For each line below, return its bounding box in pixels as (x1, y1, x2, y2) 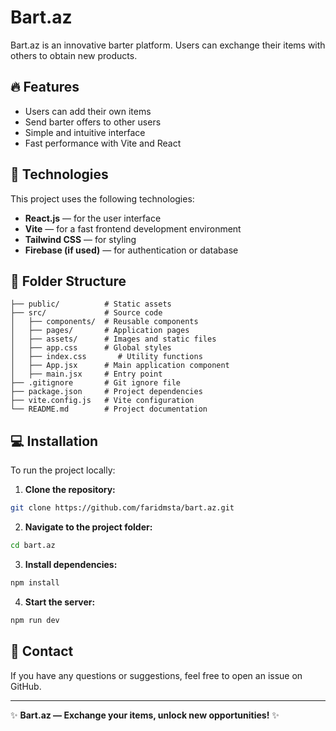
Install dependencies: (24, 558, 118, 570)
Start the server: (24, 596, 96, 608)
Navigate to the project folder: (24, 521, 153, 533)
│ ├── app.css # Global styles (10, 343, 172, 353)
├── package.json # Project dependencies (10, 387, 203, 397)
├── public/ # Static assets (10, 299, 172, 310)
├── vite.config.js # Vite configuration (10, 396, 195, 406)
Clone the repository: (24, 484, 116, 496)
